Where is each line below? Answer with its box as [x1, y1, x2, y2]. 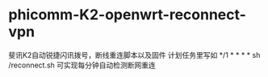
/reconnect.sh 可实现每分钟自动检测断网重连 [8, 60, 156, 70]
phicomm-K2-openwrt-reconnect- [8, 6, 246, 24]
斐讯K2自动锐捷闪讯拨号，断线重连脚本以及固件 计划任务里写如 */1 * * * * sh [8, 50, 261, 59]
